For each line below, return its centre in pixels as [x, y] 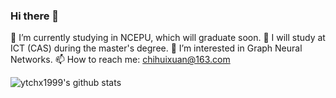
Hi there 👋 [35, 16]
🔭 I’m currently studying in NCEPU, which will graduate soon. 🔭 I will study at [168, 38]
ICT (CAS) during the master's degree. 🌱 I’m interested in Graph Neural [156, 48]
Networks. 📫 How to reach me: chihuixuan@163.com [120, 60]
